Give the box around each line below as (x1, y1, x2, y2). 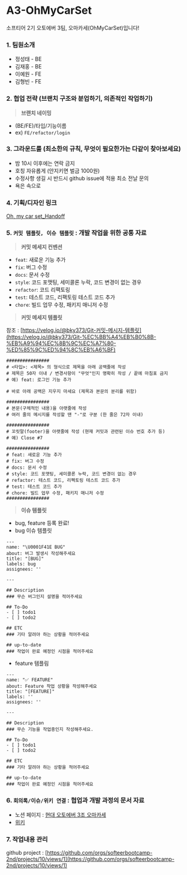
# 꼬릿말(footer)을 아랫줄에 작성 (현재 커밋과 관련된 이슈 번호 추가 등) (6, 428, 165, 435)
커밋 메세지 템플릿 (20, 314, 63, 321)
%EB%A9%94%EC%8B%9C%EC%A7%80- (6, 340, 116, 347)
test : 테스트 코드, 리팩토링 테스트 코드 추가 (14, 293, 116, 301)
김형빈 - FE (14, 78, 42, 85)
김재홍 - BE (14, 63, 42, 70)
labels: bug (6, 561, 36, 567)
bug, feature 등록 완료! (14, 520, 70, 527)
